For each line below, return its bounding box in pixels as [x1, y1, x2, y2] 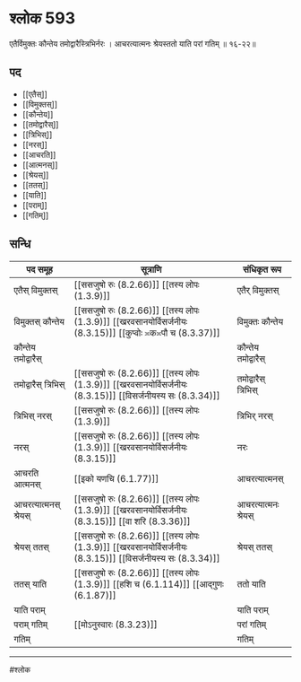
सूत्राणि [140, 263, 162, 275]
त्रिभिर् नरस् [236, 409, 273, 422]
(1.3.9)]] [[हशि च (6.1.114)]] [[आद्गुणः [73, 578, 224, 590]
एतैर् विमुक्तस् [236, 284, 279, 296]
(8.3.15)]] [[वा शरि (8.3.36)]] [73, 515, 191, 528]
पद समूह [26, 263, 54, 275]
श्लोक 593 [9, 8, 76, 29]
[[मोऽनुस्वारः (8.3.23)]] [73, 618, 159, 631]
